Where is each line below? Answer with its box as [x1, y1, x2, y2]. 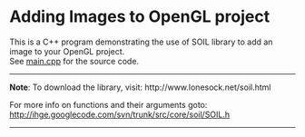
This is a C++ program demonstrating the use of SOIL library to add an [9, 36, 273, 47]
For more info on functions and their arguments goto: [9, 99, 208, 110]
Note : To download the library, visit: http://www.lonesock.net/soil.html [9, 82, 271, 93]
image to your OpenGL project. [9, 45, 125, 56]
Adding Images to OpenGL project [9, 6, 271, 27]
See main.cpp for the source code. [9, 55, 139, 66]
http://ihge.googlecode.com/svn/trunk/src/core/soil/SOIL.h [9, 109, 231, 120]
